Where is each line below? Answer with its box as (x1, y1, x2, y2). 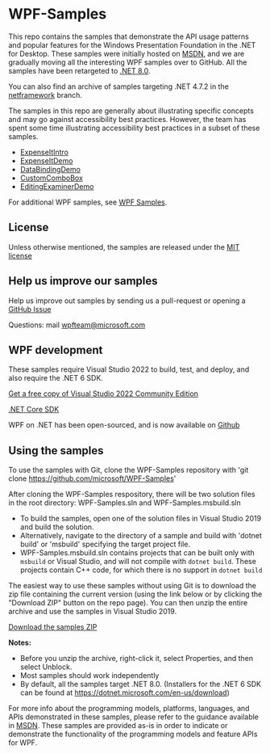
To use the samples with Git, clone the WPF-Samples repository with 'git (8, 465, 249, 475)
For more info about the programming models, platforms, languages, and (8, 704, 250, 714)
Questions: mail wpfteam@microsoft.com (8, 320, 146, 330)
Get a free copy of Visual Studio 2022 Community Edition (8, 389, 199, 398)
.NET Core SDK (8, 405, 60, 415)
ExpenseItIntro (19, 147, 69, 157)
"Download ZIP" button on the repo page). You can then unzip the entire (8, 598, 248, 608)
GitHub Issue (8, 304, 52, 314)
